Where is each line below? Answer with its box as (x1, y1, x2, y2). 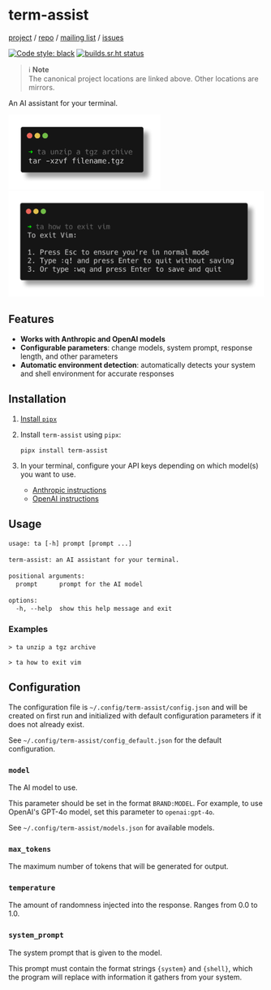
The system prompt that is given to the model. (8, 948, 162, 957)
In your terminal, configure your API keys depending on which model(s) (19, 460, 259, 470)
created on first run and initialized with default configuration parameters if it (8, 710, 262, 721)
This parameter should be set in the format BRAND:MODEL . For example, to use (8, 798, 264, 808)
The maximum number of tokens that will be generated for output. (8, 861, 229, 871)
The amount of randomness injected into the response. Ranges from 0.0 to (8, 901, 258, 910)
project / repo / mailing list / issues (8, 33, 124, 42)
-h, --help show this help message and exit (15, 604, 173, 613)
